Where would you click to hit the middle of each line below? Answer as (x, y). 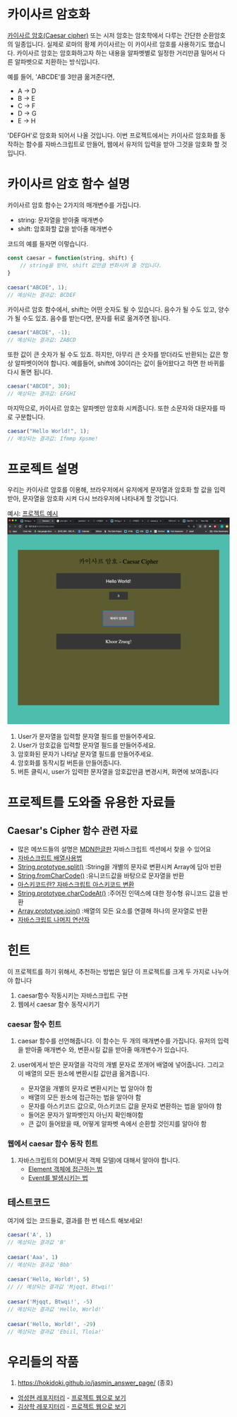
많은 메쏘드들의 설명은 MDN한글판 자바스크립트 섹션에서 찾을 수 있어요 (114, 849)
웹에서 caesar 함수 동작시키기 (59, 1004)
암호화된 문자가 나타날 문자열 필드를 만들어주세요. (85, 754)
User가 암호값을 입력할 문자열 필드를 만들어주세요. (87, 745)
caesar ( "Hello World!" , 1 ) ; (49, 431)
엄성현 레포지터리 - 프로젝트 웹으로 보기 (72, 1398)
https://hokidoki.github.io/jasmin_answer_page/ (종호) (95, 1383)
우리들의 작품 (43, 1362)
